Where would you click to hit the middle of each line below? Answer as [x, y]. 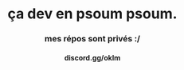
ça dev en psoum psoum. [92, 14]
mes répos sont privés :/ [92, 39]
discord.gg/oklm [92, 57]
